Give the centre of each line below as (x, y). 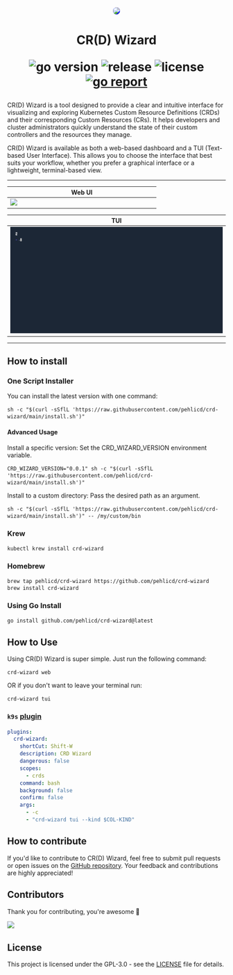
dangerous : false (45, 761)
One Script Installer (41, 381)
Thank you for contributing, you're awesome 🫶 (74, 911)
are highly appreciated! (40, 873)
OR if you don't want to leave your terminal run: (75, 685)
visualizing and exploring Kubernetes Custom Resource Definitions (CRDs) (113, 113)
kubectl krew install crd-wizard (55, 548)
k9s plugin (24, 716)
